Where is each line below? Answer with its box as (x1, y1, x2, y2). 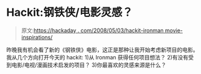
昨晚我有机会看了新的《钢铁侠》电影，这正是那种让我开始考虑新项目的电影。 (6, 46, 199, 53)
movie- (164, 27, 183, 34)
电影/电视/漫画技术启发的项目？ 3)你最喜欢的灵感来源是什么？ (11, 61, 166, 69)
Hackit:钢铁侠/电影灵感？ (6, 5, 133, 19)
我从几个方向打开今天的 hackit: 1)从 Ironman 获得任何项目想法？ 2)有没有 (6, 53, 189, 61)
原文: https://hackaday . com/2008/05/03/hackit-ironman (21, 27, 164, 34)
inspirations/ (21, 33, 53, 41)
